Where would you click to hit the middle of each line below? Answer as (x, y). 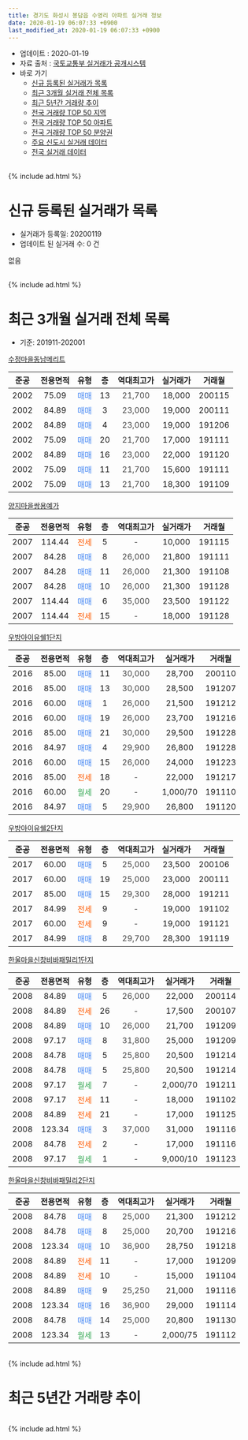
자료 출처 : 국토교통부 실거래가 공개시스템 (83, 63)
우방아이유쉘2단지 (36, 828)
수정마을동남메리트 (37, 359)
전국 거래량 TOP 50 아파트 (72, 122)
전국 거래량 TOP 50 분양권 (72, 133)
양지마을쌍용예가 (34, 506)
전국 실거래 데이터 (59, 152)
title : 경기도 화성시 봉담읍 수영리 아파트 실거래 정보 (85, 15)
